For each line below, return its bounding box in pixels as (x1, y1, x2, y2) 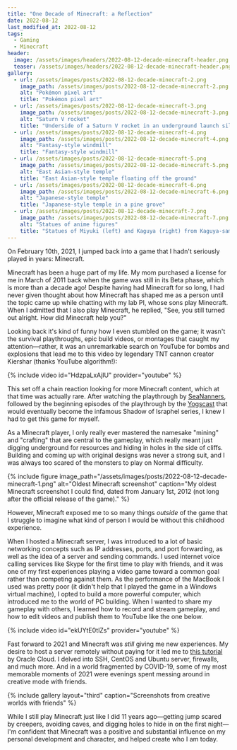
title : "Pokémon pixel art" (20, 96, 102, 103)
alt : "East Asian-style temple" (20, 168, 115, 175)
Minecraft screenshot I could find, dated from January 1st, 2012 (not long (7, 487, 220, 495)
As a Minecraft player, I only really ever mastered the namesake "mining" (7, 428, 219, 437)
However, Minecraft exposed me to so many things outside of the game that (7, 508, 228, 517)
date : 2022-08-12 (7, 17, 59, 24)
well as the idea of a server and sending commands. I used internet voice (7, 552, 221, 560)
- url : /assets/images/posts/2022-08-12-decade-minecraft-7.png (13, 208, 207, 215)
